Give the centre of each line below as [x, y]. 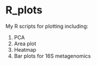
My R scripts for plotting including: [47, 26]
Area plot [25, 44]
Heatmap [25, 49]
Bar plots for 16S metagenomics [52, 56]
